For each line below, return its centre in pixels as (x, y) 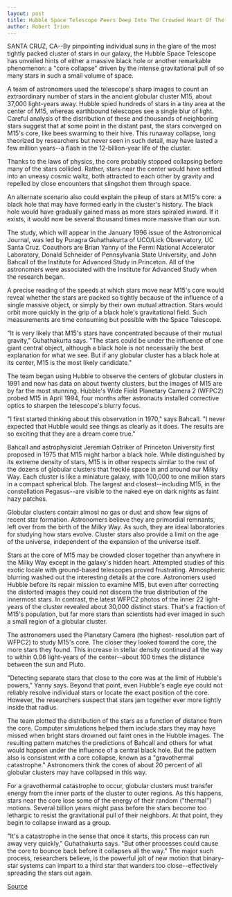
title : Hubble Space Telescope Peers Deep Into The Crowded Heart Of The (116, 20)
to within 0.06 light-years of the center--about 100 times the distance (106, 657)
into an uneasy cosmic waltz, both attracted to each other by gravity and (111, 176)
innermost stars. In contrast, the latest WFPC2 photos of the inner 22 (106, 599)
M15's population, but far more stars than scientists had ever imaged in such (116, 614)
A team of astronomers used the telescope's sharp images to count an (108, 89)
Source (17, 887)
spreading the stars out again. (50, 873)
